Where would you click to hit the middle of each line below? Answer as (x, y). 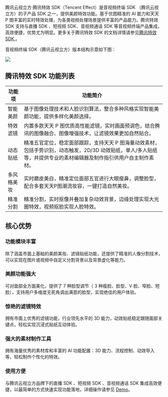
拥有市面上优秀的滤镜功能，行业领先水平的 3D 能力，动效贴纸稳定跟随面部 (82, 318)
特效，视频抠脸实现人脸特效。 (64, 206)
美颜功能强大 (21, 274)
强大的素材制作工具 (28, 339)
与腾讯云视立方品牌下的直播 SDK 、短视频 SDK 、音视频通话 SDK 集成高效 (81, 383)
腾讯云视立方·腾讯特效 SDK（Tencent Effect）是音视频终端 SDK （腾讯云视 (82, 7)
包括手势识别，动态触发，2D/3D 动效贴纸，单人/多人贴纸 (90, 150)
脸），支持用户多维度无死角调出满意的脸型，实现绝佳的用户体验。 (72, 292)
